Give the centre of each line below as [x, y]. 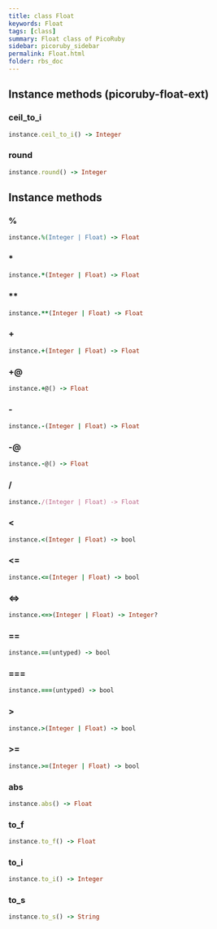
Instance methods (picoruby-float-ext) [109, 94]
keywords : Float [36, 24]
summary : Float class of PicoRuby [67, 39]
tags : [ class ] [33, 31]
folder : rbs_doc [36, 62]
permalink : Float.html [47, 54]
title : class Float [41, 16]
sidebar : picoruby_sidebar [54, 46]
